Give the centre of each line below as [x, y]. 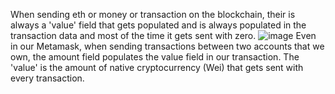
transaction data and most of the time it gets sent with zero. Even [163, 35]
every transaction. [47, 78]
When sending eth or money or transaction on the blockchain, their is [153, 14]
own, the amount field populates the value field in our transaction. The [155, 57]
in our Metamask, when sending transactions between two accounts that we [167, 46]
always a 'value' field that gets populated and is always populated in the [158, 25]
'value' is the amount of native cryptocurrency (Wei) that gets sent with [157, 67]
